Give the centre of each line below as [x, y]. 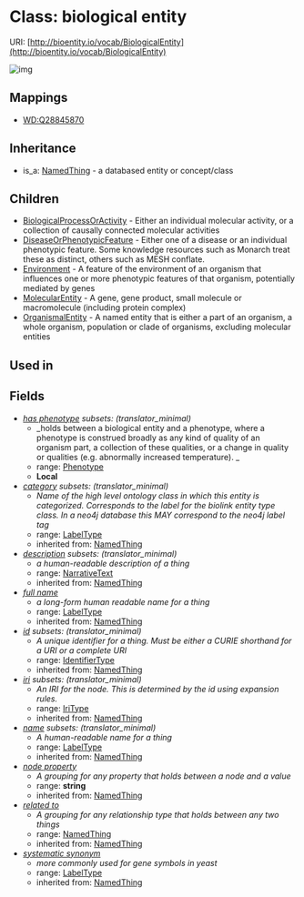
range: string [61, 785]
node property [50, 766]
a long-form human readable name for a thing [123, 601]
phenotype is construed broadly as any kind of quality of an [148, 438]
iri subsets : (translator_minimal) [82, 679]
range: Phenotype [70, 467]
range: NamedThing [74, 833]
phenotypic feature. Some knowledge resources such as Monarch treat [156, 250]
